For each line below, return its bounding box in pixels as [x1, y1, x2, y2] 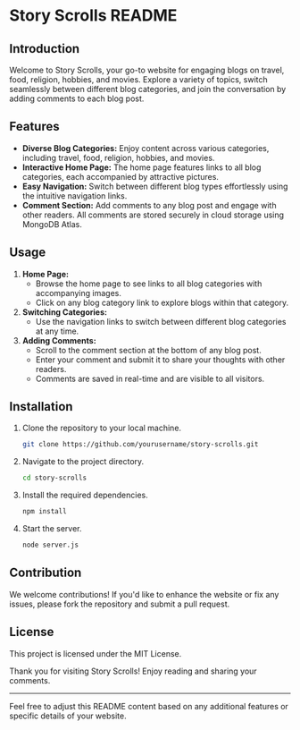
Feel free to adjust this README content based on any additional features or [9, 700, 288, 711]
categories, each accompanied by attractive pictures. [21, 171, 219, 182]
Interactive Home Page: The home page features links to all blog [21, 162, 262, 173]
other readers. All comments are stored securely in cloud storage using [21, 209, 284, 220]
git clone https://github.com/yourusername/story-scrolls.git [21, 440, 259, 449]
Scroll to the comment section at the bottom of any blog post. [35, 344, 262, 355]
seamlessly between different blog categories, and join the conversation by [9, 84, 287, 94]
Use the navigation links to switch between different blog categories [35, 316, 287, 327]
